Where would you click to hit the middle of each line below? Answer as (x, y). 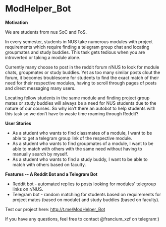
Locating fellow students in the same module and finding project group (77, 98)
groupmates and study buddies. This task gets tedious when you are (75, 52)
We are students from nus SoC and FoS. (46, 32)
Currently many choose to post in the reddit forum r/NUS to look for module (82, 67)
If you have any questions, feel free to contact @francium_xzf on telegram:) (82, 219)
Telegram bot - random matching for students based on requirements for (87, 194)
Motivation (17, 22)
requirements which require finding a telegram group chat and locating (77, 47)
